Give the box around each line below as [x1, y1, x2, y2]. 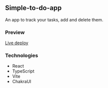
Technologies [5, 52, 38, 59]
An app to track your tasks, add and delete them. [5, 17, 104, 22]
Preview [5, 29, 25, 35]
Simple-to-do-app [5, 4, 62, 12]
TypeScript [12, 68, 35, 74]
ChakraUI [12, 79, 32, 85]
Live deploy [5, 40, 28, 46]
